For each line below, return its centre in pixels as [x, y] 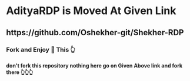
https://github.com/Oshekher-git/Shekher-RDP [95, 33]
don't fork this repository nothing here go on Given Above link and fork [94, 66]
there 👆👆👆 [20, 72]
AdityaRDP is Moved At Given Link [91, 11]
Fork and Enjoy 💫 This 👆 [41, 49]
